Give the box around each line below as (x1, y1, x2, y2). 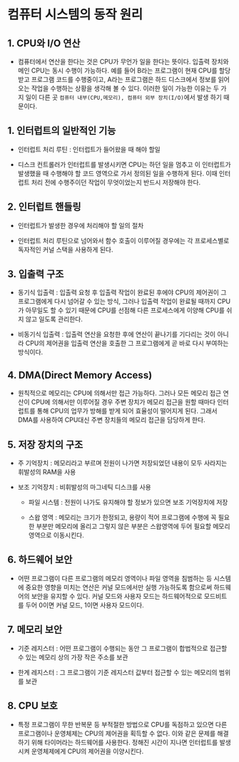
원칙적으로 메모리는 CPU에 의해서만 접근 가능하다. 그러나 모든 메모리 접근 (17, 389, 222, 398)
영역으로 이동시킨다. (28, 531, 84, 540)
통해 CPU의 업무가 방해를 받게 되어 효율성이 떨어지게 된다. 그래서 (36, 407, 218, 416)
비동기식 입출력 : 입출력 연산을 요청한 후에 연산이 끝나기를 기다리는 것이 (17, 330, 216, 339)
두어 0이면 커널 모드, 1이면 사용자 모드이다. (25, 600, 144, 609)
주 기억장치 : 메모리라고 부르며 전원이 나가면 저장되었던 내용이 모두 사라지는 (17, 459, 228, 468)
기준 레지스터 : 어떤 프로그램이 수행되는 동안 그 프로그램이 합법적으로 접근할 (17, 644, 228, 652)
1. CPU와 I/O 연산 (7, 37, 81, 49)
